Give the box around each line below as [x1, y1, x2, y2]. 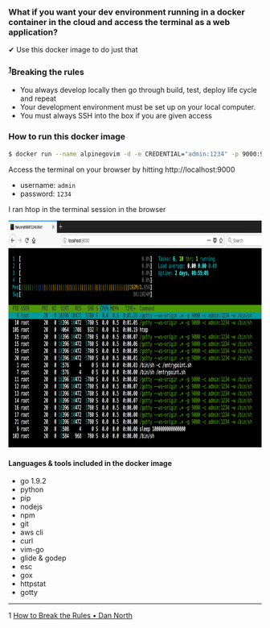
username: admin [19, 181, 76, 190]
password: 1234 [19, 189, 72, 199]
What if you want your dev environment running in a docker [8, 6, 245, 18]
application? [8, 27, 59, 38]
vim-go [19, 545, 44, 555]
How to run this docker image [8, 131, 126, 142]
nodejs [19, 502, 43, 512]
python [19, 485, 44, 494]
